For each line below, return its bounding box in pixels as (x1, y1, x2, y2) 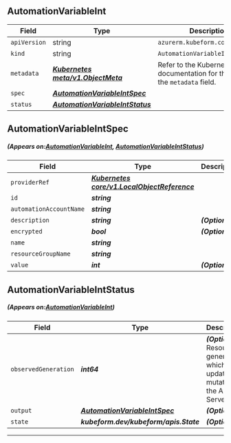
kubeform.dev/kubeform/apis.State (80, 417, 200, 426)
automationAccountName (10, 205, 85, 213)
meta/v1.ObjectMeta (52, 72, 122, 82)
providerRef (10, 178, 50, 187)
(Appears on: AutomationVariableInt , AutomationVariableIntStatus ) (7, 142, 204, 150)
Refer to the (157, 60, 196, 70)
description (10, 216, 50, 225)
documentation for (157, 68, 218, 78)
